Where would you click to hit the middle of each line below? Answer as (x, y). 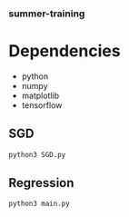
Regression (41, 183)
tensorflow (42, 105)
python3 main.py (39, 204)
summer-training (47, 14)
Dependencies (64, 51)
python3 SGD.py (37, 154)
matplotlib (40, 95)
